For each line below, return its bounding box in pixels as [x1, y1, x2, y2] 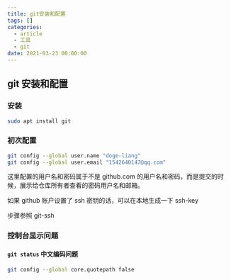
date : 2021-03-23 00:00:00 [7, 50, 87, 57]
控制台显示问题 [7, 231, 59, 241]
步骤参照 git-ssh [7, 211, 55, 220]
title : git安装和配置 [7, 10, 66, 18]
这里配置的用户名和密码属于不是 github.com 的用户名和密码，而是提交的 [7, 172, 218, 181]
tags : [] [7, 17, 33, 24]
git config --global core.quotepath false [7, 266, 135, 273]
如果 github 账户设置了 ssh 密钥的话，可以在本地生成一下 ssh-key [7, 196, 199, 205]
